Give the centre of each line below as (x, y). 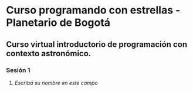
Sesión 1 (18, 70)
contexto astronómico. (49, 53)
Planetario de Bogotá (58, 23)
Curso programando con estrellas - (93, 10)
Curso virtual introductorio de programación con (97, 44)
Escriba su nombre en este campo (56, 83)
